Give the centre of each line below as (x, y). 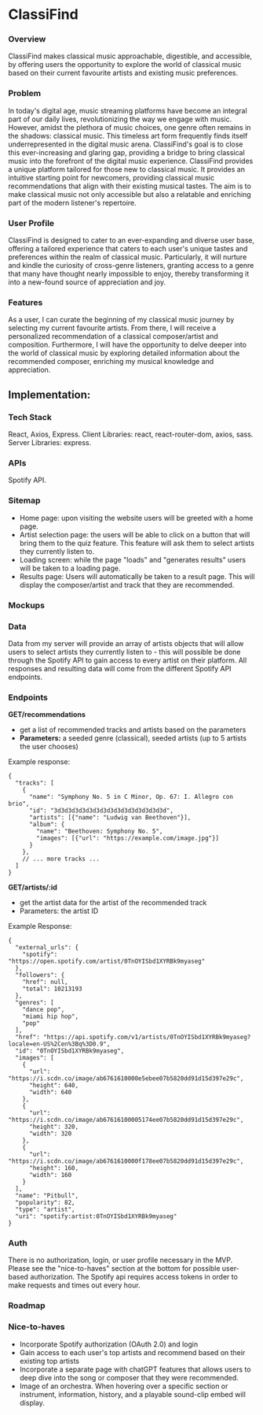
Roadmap (27, 1305)
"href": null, (45, 982)
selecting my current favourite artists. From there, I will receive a (112, 328)
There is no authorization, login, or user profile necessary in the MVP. (121, 1260)
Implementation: (49, 394)
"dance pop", (44, 1010)
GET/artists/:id (33, 887)
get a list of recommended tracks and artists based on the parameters (133, 730)
